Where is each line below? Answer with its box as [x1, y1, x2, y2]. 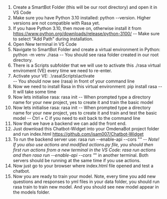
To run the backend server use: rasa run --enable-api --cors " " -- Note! [12, 136, 160, 142]
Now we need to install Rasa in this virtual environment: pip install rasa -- [12, 84, 163, 89]
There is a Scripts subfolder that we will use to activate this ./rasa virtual [12, 62, 161, 68]
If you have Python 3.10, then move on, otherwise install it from [12, 25, 142, 31]
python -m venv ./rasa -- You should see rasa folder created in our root [12, 52, 159, 58]
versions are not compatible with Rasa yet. [12, 20, 100, 26]
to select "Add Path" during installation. [12, 36, 93, 42]
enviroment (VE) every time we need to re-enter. [12, 68, 112, 74]
